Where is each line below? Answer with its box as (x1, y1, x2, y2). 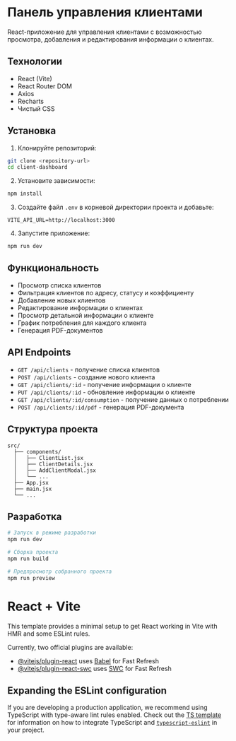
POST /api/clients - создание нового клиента (17, 372, 155, 381)
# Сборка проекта (7, 549, 59, 556)
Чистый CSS (17, 104, 55, 113)
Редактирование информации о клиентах (17, 303, 143, 312)
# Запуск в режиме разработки (7, 529, 97, 537)
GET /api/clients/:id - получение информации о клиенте (17, 380, 192, 389)
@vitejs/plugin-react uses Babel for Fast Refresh (17, 656, 160, 665)
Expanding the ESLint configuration (7, 684, 167, 696)
